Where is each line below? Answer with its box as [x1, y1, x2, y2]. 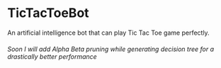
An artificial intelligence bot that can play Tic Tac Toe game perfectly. [7, 28, 210, 37]
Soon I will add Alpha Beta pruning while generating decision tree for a [7, 45, 215, 53]
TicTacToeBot [7, 5, 90, 21]
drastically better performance [7, 52, 97, 61]
